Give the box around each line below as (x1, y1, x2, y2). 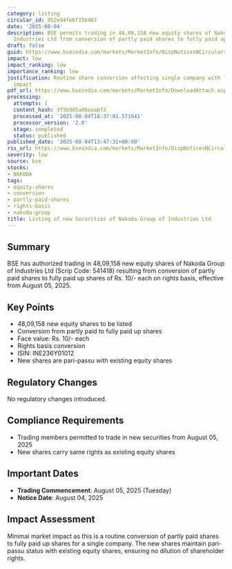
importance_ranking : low (7, 68, 79, 75)
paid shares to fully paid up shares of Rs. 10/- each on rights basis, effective (7, 274, 224, 282)
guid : (7, 49, 23, 56)
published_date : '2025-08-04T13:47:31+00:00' (7, 139, 140, 146)
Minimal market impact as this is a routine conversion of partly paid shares (7, 532, 219, 540)
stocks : (7, 164, 30, 171)
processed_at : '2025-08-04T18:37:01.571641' (13, 113, 144, 119)
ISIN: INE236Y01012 (17, 349, 75, 358)
